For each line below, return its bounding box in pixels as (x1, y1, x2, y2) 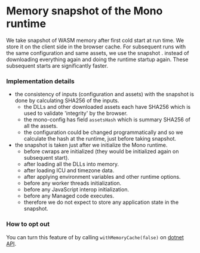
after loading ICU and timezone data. (23, 167, 115, 174)
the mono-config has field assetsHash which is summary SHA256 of (23, 116, 191, 123)
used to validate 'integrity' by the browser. (23, 109, 128, 117)
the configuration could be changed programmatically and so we (23, 129, 183, 136)
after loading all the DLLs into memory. (23, 160, 119, 168)
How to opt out (6, 220, 50, 228)
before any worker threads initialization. (23, 179, 122, 187)
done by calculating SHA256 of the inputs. (14, 97, 119, 104)
